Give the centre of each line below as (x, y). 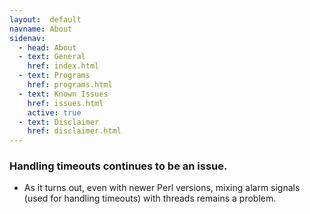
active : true (54, 112)
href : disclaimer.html (74, 131)
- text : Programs (54, 76)
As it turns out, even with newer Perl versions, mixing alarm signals (162, 188)
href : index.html (63, 66)
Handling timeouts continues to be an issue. (118, 166)
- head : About (47, 47)
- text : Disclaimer (59, 122)
